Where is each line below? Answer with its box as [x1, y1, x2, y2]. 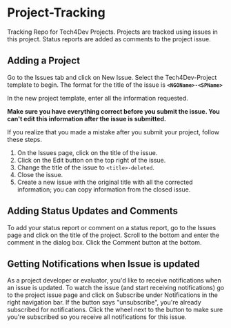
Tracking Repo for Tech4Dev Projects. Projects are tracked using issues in [7, 28, 219, 36]
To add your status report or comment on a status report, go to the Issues [7, 223, 217, 232]
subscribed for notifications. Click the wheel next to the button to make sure [7, 305, 223, 314]
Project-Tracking [7, 5, 106, 21]
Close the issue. [17, 170, 63, 178]
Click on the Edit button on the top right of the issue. [17, 156, 166, 164]
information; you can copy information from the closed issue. [17, 185, 191, 194]
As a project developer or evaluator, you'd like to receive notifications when [7, 276, 222, 285]
